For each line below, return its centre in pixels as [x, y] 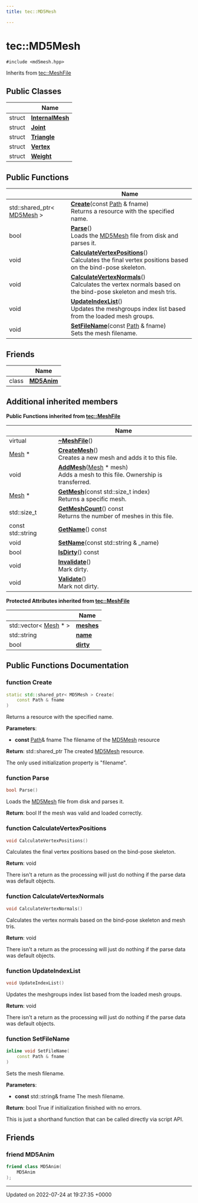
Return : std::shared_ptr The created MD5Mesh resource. [75, 751]
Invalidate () [75, 562]
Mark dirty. [73, 569]
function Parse [28, 778]
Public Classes [34, 91]
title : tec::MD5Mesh [32, 12]
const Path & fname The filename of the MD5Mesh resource [87, 740]
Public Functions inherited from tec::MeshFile [63, 416]
